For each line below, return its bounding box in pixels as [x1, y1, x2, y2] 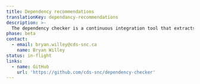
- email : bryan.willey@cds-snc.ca [11, 42, 97, 48]
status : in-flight [6, 53, 52, 59]
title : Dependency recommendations [6, 8, 95, 15]
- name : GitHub [11, 63, 49, 70]
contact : [6, 36, 28, 42]
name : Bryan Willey [17, 47, 65, 53]
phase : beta [6, 31, 36, 37]
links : [6, 58, 23, 64]
